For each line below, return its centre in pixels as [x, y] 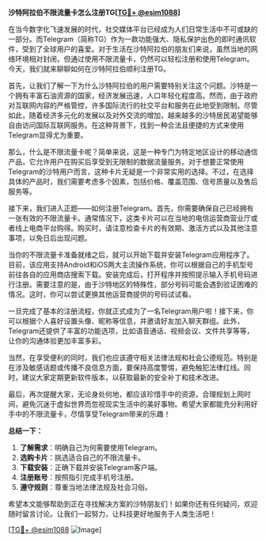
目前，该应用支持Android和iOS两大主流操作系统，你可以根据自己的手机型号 [131, 265]
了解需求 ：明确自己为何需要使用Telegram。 [91, 447]
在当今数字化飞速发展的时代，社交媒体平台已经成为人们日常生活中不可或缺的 [133, 29]
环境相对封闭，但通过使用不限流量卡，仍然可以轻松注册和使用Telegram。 [134, 59]
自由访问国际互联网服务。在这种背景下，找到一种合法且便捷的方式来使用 [126, 125]
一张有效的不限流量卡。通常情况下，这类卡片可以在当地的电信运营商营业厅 [129, 218]
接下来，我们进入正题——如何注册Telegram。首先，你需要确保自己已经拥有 [131, 208]
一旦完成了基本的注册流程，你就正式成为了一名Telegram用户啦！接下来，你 [131, 311]
